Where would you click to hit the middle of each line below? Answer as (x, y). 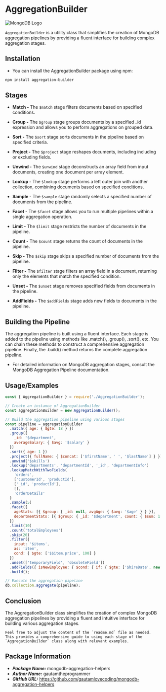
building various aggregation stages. (42, 623)
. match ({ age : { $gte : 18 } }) (42, 429)
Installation (23, 59)
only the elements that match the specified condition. (66, 276)
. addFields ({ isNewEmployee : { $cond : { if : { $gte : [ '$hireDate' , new (85, 567)
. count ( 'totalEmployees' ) (36, 530)
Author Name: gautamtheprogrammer (51, 674)
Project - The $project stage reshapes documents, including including (84, 152)
